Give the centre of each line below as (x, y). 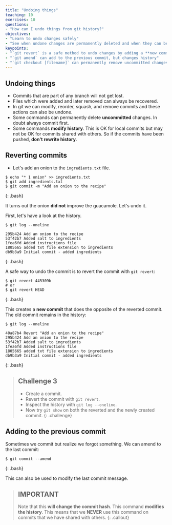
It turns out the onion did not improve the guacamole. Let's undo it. (76, 205)
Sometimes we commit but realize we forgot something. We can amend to (83, 444)
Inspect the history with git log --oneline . (71, 404)
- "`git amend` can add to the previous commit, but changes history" (82, 58)
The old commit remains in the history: (46, 315)
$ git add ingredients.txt (34, 182)
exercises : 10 (20, 20)
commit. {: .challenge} (49, 415)
